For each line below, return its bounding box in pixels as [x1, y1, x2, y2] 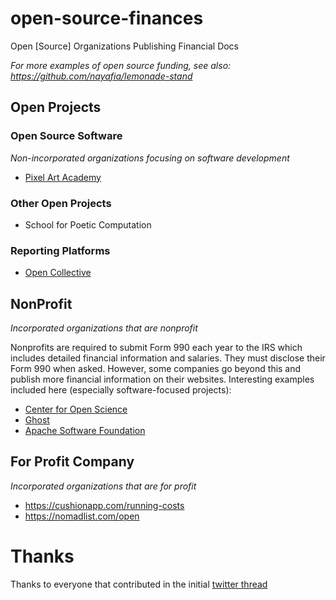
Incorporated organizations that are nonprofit [10, 322, 198, 334]
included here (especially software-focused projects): [10, 384, 232, 396]
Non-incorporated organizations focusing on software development [10, 152, 290, 164]
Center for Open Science [24, 403, 128, 416]
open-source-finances [10, 7, 204, 30]
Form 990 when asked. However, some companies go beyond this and [10, 363, 302, 375]
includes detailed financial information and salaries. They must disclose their [10, 352, 326, 364]
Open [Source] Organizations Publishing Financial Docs [10, 40, 240, 52]
